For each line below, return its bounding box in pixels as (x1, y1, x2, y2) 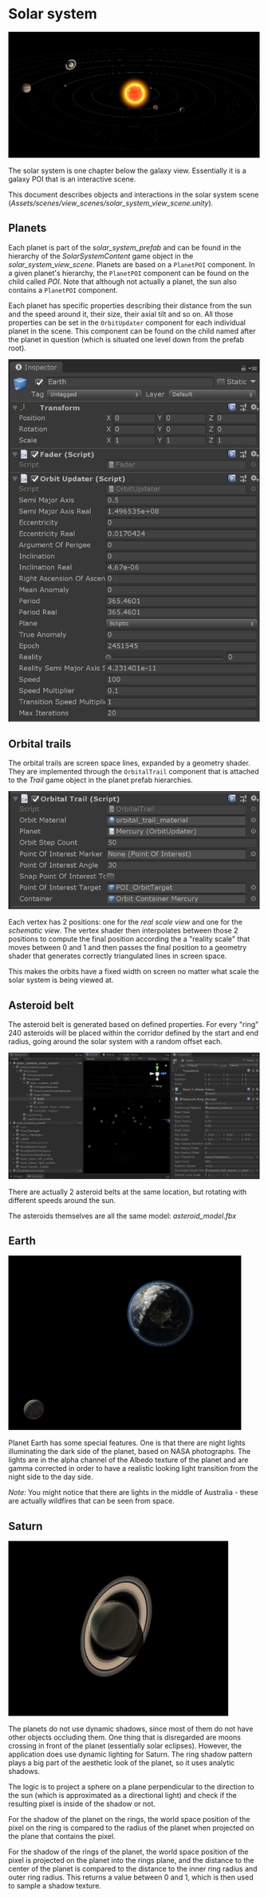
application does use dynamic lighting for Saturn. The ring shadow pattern (8, 1749, 253, 1760)
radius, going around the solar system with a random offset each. (8, 1037, 223, 1046)
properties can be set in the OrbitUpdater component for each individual (8, 318, 246, 327)
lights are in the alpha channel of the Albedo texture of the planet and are (8, 1455, 249, 1464)
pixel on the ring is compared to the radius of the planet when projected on (8, 1823, 254, 1832)
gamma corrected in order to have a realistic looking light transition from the (8, 1464, 258, 1473)
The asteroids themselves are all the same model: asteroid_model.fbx (8, 1211, 237, 1221)
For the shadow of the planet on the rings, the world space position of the (8, 1815, 250, 1824)
